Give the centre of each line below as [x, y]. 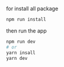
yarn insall [21, 53]
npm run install [26, 20]
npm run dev [21, 42]
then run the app [26, 31]
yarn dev [17, 58]
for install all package [32, 9]
